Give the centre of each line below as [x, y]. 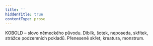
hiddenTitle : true [24, 14]
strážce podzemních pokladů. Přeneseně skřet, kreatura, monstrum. [75, 38]
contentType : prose [25, 19]
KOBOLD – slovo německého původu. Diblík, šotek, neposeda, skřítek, [76, 33]
